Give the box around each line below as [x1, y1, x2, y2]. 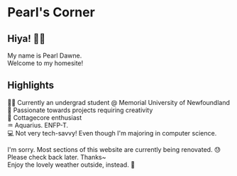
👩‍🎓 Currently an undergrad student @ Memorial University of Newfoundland [7, 98, 231, 106]
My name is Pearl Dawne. [7, 51, 82, 60]
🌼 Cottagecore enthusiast [7, 113, 82, 121]
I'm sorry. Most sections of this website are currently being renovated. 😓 [7, 145, 221, 153]
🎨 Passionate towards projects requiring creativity [7, 106, 153, 114]
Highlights [7, 79, 55, 92]
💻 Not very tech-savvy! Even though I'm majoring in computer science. [7, 128, 217, 137]
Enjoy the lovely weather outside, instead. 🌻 [7, 160, 136, 169]
